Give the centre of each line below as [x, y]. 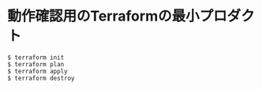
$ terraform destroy [41, 78]
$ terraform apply [37, 71]
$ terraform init [36, 57]
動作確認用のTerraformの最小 [103, 16]
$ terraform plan [36, 64]
